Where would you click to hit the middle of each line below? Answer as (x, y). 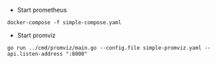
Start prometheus (42, 10)
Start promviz (37, 35)
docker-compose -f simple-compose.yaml (64, 23)
